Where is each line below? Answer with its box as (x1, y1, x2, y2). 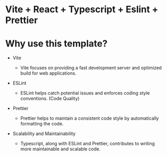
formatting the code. (20, 121, 64, 127)
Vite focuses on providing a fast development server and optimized (20, 65, 162, 71)
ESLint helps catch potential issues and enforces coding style (20, 90, 150, 96)
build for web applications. (20, 70, 77, 76)
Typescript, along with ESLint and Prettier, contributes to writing (20, 141, 155, 147)
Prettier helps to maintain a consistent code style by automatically (20, 115, 159, 121)
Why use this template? (5, 38, 108, 50)
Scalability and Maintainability (12, 130, 76, 137)
